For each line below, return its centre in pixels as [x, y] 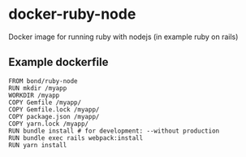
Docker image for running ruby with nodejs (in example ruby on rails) [123, 37]
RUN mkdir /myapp [38, 88]
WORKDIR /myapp [34, 95]
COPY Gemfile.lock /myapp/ [54, 109]
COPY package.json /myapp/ [54, 116]
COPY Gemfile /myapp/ [45, 102]
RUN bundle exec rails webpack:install [76, 138]
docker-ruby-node [72, 14]
